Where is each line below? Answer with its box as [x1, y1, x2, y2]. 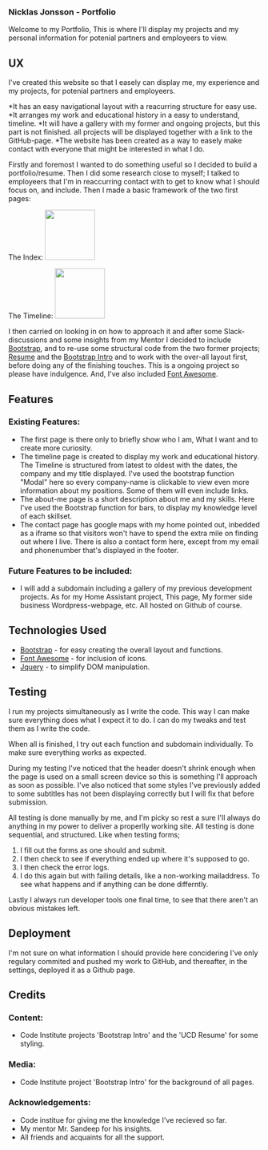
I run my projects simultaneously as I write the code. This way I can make [8, 706, 250, 716]
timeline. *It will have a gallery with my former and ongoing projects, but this [8, 119, 261, 128]
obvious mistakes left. [8, 903, 81, 913]
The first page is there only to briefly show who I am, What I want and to [19, 434, 258, 444]
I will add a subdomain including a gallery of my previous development [19, 583, 253, 593]
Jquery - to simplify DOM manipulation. [19, 662, 150, 672]
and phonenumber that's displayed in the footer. [19, 545, 179, 555]
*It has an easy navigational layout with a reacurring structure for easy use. [8, 102, 258, 111]
